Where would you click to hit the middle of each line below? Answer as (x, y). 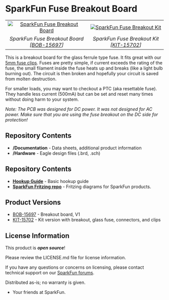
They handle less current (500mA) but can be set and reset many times (79, 94)
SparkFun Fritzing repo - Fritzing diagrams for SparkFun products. (82, 187)
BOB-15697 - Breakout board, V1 (46, 214)
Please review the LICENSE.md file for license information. (66, 258)
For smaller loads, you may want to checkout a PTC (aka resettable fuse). (81, 88)
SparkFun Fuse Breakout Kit (126, 38)
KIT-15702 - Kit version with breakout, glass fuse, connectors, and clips (87, 220)
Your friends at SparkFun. (39, 292)
